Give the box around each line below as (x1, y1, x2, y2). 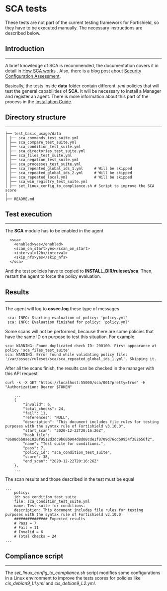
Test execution (5, 210, 52, 218)
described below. (5, 30, 41, 36)
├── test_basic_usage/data (5, 131, 61, 136)
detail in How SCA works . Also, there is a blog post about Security (5, 68, 142, 74)
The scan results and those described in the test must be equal (5, 476, 135, 482)
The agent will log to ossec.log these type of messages (5, 306, 119, 312)
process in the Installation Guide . (5, 98, 73, 105)
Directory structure (5, 113, 66, 122)
